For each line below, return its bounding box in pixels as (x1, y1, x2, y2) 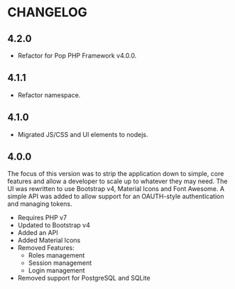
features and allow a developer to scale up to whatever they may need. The (7, 177, 228, 185)
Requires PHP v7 (17, 214, 67, 222)
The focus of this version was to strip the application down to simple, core (7, 170, 224, 178)
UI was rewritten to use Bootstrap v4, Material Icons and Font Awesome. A (7, 185, 225, 193)
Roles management (28, 251, 85, 260)
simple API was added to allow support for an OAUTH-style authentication (7, 192, 224, 201)
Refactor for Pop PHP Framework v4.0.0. (17, 51, 137, 60)
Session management (28, 258, 92, 267)
